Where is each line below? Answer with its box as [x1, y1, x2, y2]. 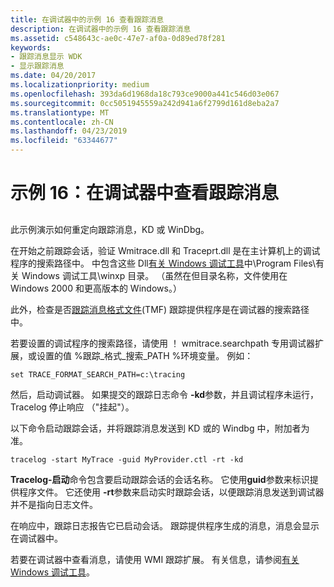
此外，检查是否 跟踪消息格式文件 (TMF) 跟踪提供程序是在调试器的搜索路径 [10, 303, 310, 315]
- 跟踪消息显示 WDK [10, 52, 83, 62]
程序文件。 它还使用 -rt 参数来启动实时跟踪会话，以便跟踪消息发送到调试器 [18, 486, 325, 498]
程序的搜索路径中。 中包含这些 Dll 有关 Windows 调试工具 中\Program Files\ [10, 257, 317, 269]
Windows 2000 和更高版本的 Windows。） [10, 282, 182, 294]
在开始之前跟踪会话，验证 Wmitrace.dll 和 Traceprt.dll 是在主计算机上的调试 [10, 244, 321, 256]
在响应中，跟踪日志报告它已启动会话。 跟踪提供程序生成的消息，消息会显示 [10, 519, 320, 531]
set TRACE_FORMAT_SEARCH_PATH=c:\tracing [10, 369, 186, 380]
